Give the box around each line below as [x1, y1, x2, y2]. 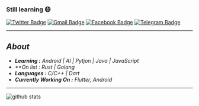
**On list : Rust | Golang [14, 63, 75, 70]
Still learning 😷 [6, 5, 52, 14]
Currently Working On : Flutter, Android [14, 76, 113, 83]
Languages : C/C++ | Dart [14, 70, 80, 77]
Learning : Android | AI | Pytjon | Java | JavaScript [14, 57, 139, 65]
